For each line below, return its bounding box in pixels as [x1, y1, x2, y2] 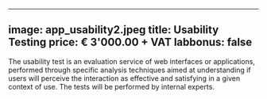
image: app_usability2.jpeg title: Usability [8, 23, 219, 36]
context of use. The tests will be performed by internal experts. [8, 82, 215, 91]
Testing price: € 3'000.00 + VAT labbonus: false [8, 36, 253, 49]
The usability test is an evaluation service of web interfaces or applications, [8, 56, 256, 66]
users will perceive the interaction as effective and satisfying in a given [8, 73, 241, 83]
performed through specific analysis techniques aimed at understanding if [8, 65, 252, 74]
